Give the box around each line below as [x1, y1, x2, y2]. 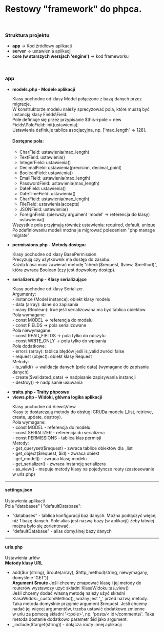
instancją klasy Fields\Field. [12, 111, 68, 117]
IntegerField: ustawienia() [19, 159, 71, 165]
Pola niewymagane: [12, 327, 52, 333]
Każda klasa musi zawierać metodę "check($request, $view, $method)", [12, 261, 158, 267]
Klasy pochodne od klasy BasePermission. [12, 251, 98, 257]
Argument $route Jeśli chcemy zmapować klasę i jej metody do [12, 580, 142, 586]
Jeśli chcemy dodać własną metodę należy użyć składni [12, 590, 125, 596]
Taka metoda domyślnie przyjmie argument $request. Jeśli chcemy [12, 601, 147, 607]
